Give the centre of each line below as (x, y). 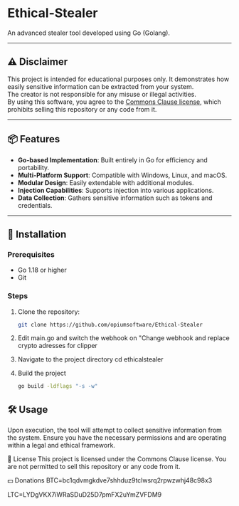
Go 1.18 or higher (42, 270)
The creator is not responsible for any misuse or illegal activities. (102, 94)
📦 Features (34, 139)
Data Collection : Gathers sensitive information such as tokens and (115, 198)
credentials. (35, 205)
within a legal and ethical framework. (62, 446)
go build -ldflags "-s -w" (58, 386)
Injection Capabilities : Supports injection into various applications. (116, 190)
